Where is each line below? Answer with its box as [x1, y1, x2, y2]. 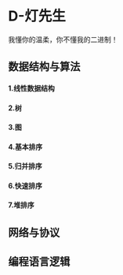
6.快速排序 [8, 180, 43, 190]
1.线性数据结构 [8, 84, 55, 93]
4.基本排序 [8, 142, 43, 151]
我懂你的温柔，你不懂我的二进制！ [8, 35, 118, 44]
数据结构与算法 [8, 60, 81, 73]
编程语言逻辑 [8, 255, 71, 269]
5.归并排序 [8, 162, 43, 171]
